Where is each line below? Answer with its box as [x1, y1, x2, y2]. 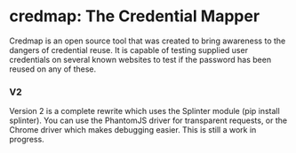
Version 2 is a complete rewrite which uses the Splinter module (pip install [9, 106, 280, 117]
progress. [9, 134, 44, 145]
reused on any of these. [9, 64, 96, 74]
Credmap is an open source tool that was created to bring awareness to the [9, 35, 286, 46]
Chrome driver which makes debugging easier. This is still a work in [9, 125, 257, 135]
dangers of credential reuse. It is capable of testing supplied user [9, 44, 249, 55]
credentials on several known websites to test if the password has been [9, 54, 272, 65]
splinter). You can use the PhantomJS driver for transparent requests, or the [9, 115, 287, 126]
